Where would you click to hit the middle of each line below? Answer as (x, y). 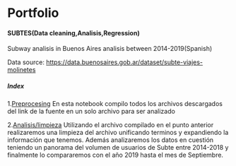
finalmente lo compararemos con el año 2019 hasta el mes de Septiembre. (116, 155)
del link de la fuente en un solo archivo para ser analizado (91, 112)
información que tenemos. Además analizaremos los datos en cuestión (111, 140)
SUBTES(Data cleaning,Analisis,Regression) (73, 32)
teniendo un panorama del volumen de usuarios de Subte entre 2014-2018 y (118, 148)
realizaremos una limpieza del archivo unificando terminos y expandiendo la (118, 133)
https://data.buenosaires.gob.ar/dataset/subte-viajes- (124, 62)
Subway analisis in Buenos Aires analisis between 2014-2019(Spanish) (110, 49)
